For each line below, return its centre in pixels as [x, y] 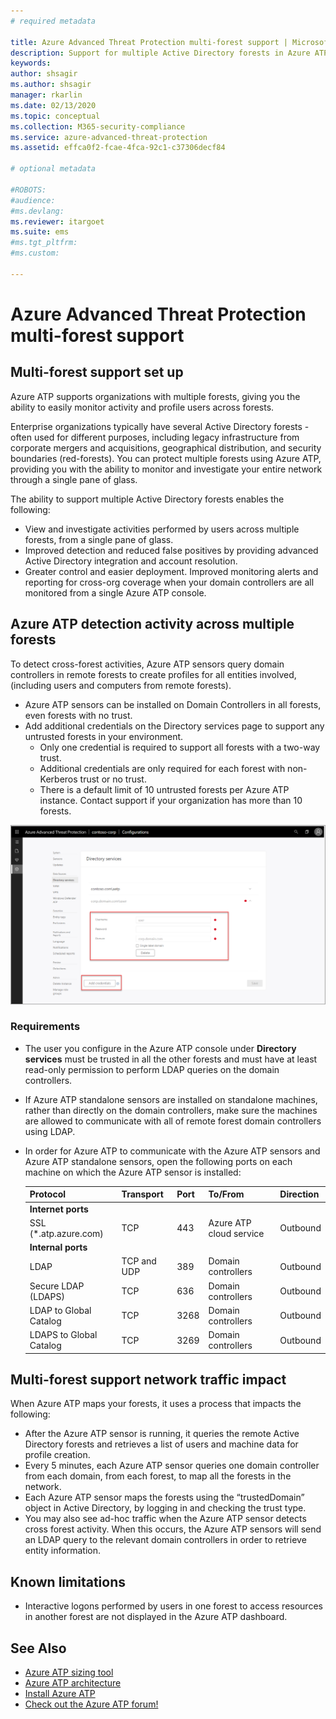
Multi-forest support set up [97, 372]
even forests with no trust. [78, 715]
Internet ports [59, 1209]
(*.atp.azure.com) [66, 1233]
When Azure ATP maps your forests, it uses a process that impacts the [156, 1404]
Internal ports [58, 1247]
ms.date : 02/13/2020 [53, 105]
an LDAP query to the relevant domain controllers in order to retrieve [165, 1540]
